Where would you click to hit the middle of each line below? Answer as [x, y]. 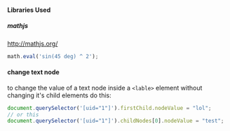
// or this [23, 115]
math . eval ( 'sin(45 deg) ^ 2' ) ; [53, 56]
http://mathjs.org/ [33, 43]
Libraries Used [29, 10]
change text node [33, 72]
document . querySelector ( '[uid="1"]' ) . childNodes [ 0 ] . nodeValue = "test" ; [116, 121]
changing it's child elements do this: [60, 95]
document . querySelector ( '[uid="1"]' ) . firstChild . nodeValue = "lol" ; [109, 108]
